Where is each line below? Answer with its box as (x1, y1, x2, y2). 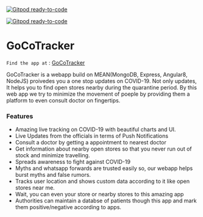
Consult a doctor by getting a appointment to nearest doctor (15, 139, 166, 146)
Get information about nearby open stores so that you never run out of (15, 145, 192, 152)
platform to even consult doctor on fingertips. (6, 96, 121, 104)
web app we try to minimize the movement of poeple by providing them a (6, 90, 190, 98)
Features (6, 112, 34, 120)
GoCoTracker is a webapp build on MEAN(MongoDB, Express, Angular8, (6, 71, 188, 78)
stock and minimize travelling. (15, 152, 90, 159)
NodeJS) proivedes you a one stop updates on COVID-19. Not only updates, (6, 77, 197, 85)
